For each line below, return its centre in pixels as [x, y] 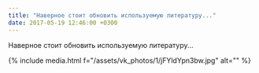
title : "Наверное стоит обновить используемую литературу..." [112, 15]
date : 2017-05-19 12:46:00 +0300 [63, 23]
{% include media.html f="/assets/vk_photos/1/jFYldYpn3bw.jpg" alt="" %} [130, 60]
